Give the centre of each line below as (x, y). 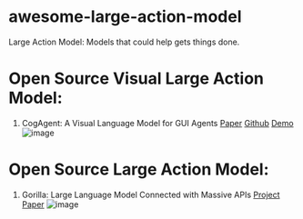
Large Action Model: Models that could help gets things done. (124, 42)
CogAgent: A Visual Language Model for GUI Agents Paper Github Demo (157, 123)
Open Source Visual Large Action (136, 79)
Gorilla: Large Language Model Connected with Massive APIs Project (151, 194)
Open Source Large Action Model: (139, 169)
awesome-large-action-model (125, 17)
